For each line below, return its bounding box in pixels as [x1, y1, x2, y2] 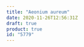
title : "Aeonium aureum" [6, 9, 70, 15]
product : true [6, 26, 43, 32]
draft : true [6, 20, 37, 26]
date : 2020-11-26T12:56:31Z [6, 15, 78, 21]
